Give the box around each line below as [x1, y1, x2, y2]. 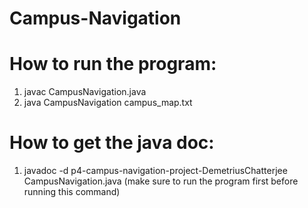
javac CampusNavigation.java [23, 86, 147, 98]
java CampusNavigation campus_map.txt [23, 97, 193, 109]
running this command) [23, 186, 121, 198]
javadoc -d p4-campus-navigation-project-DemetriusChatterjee [23, 165, 288, 177]
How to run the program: [9, 53, 217, 76]
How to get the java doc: [9, 132, 215, 154]
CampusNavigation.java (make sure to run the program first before [23, 175, 299, 187]
